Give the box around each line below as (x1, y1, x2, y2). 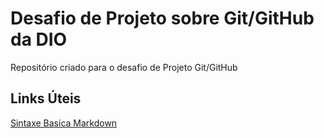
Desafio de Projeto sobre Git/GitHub (10, 7, 315, 30)
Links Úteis (10, 90, 82, 107)
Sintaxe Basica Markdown (10, 117, 118, 129)
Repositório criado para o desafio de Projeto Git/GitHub (10, 61, 238, 73)
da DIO (10, 28, 68, 51)
